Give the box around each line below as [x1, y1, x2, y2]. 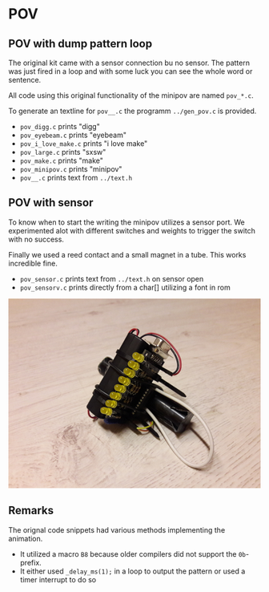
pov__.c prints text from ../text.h [19, 173, 133, 182]
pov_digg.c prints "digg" [19, 122, 100, 131]
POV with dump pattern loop [8, 37, 153, 51]
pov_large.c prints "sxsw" [19, 148, 106, 156]
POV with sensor [8, 196, 94, 209]
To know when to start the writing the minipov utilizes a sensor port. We [8, 217, 246, 227]
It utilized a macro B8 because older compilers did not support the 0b [19, 549, 247, 558]
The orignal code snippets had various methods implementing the [8, 525, 226, 534]
